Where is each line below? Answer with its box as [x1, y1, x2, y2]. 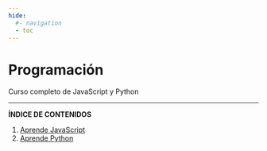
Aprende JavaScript [19, 125, 86, 135]
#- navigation [15, 19, 62, 27]
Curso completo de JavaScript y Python [8, 87, 139, 96]
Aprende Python [19, 134, 74, 143]
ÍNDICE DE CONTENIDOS [8, 110, 92, 119]
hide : [8, 11, 26, 20]
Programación [8, 60, 104, 79]
